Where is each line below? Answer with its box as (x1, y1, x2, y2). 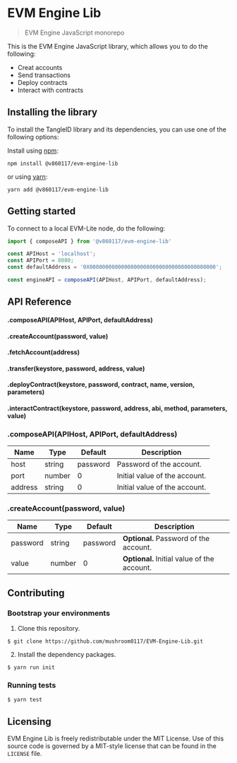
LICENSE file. (7, 750, 42, 758)
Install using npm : (7, 146, 59, 155)
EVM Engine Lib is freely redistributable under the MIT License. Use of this (7, 734, 224, 743)
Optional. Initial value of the (122, 554, 214, 564)
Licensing (7, 716, 51, 728)
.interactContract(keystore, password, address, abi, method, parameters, (7, 404, 228, 412)
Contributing (7, 587, 65, 599)
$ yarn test (7, 697, 42, 704)
